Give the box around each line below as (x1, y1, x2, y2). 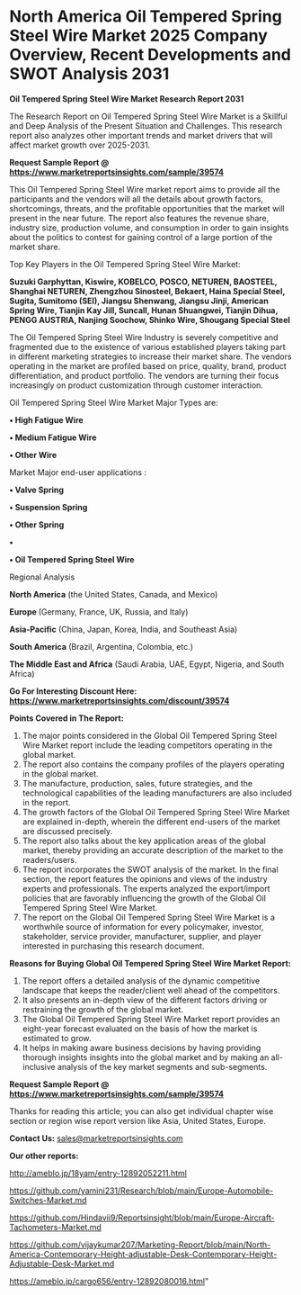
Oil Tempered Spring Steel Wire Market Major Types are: (9, 397, 218, 408)
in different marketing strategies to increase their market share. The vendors (9, 351, 292, 362)
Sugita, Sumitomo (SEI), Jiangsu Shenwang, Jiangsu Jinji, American (9, 295, 270, 306)
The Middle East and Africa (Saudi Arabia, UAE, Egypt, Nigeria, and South (9, 659, 285, 670)
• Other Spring (9, 519, 65, 530)
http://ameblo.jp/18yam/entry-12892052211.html (9, 1167, 187, 1178)
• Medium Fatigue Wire (9, 432, 97, 443)
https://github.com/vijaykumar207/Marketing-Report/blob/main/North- (9, 1239, 271, 1250)
